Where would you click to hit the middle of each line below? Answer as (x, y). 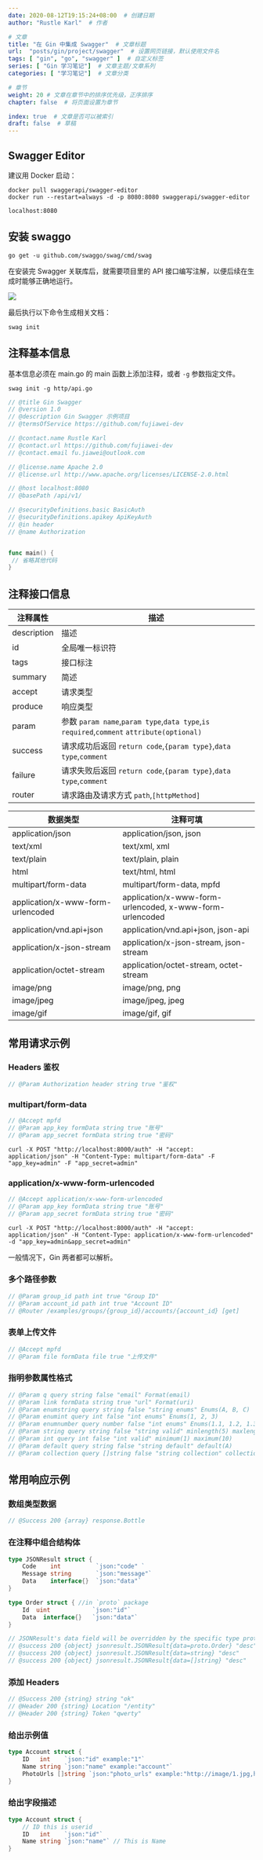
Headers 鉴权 (34, 1067)
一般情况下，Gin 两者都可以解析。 (63, 1257)
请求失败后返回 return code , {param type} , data (146, 771)
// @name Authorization (47, 532)
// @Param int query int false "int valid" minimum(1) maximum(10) (121, 1439)
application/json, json (162, 833)
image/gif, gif (147, 1013)
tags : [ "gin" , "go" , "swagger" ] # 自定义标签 (86, 59)
